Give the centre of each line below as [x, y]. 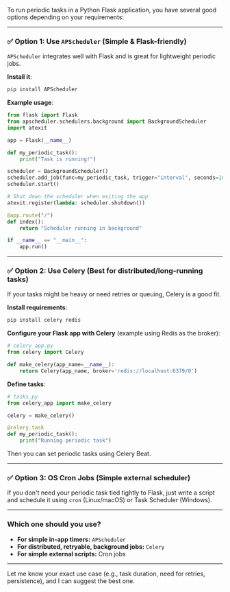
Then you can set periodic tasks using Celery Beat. [79, 454]
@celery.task [26, 428]
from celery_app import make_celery [59, 403]
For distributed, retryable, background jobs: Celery [91, 546]
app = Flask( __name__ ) [39, 140]
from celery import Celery [46, 353]
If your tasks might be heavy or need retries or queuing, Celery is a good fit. [114, 294]
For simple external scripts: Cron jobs [71, 554]
